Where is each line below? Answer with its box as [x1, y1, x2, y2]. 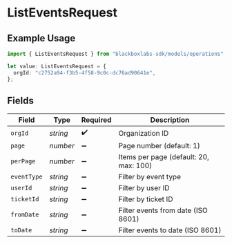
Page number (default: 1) [118, 141, 200, 151]
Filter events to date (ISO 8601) [118, 225, 222, 235]
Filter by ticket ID [118, 194, 173, 204]
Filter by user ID [118, 183, 170, 193]
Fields [7, 94, 35, 106]
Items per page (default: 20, [118, 152, 209, 162]
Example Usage [7, 32, 76, 44]
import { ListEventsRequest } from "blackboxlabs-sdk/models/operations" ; [7, 50, 227, 57]
